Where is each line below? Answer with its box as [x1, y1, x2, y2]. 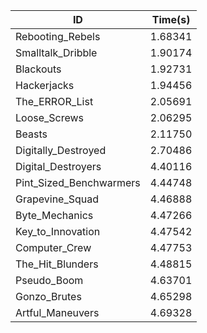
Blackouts [15, 62, 62, 76]
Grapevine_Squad [15, 192, 100, 206]
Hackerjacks [15, 79, 75, 92]
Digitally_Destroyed [15, 144, 107, 157]
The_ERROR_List [15, 95, 94, 108]
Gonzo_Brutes [15, 290, 82, 303]
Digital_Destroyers [15, 160, 102, 173]
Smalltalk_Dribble [15, 46, 98, 59]
